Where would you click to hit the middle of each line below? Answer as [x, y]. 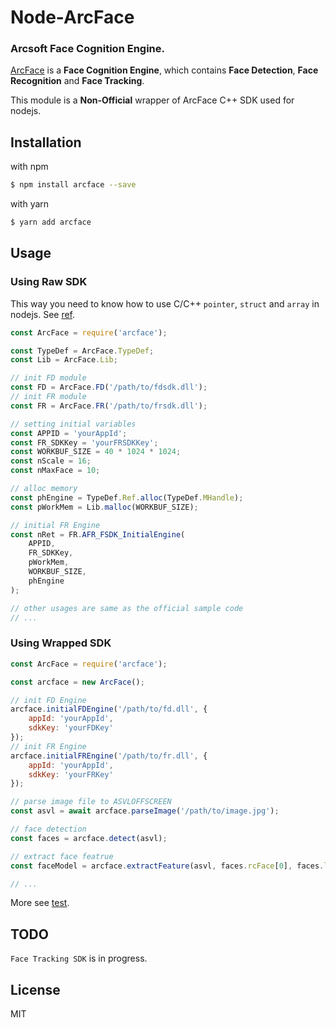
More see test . [40, 903]
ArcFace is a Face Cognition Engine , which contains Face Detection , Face [164, 70]
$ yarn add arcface [51, 222]
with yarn [30, 204]
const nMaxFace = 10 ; [55, 471]
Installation [46, 142]
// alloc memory [44, 489]
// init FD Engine [48, 700]
